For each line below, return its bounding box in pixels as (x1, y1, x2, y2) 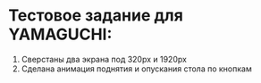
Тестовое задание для (8, 5, 184, 26)
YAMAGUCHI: (8, 24, 113, 45)
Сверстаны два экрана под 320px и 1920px (21, 54, 187, 64)
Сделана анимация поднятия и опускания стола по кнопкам (21, 63, 252, 74)
